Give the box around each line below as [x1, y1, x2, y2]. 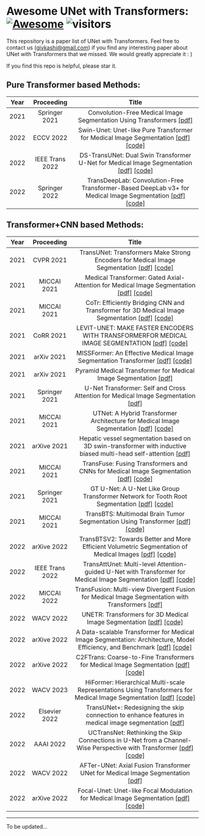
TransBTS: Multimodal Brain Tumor [85, 509, 185, 518]
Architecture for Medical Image [90, 416, 180, 425]
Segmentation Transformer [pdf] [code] [77, 356, 192, 365]
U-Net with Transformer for [106, 567, 186, 576]
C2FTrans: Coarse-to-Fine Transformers [76, 652, 195, 661]
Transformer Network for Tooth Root [82, 492, 187, 501]
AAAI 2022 [34, 740, 66, 748]
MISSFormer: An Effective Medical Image [76, 349, 194, 357]
